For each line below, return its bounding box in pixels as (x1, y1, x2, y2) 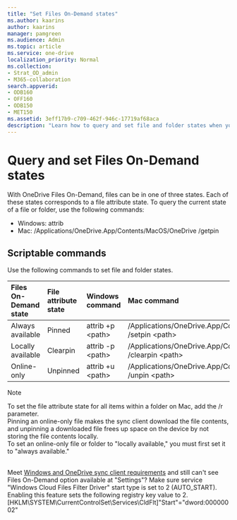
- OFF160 (7, 96, 33, 103)
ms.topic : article (7, 43, 61, 50)
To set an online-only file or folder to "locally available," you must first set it (7, 440, 226, 448)
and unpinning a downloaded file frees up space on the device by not (7, 425, 209, 433)
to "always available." (7, 447, 70, 456)
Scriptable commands (7, 247, 107, 259)
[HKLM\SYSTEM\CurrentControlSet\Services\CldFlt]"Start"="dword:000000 (7, 498, 229, 507)
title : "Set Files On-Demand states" (7, 10, 119, 18)
